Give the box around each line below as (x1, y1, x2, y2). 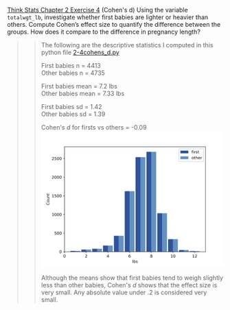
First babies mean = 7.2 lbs (41, 82, 118, 90)
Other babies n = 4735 (41, 69, 105, 77)
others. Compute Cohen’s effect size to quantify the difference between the (7, 21, 221, 28)
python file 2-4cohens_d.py (41, 48, 120, 56)
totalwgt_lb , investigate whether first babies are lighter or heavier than (7, 13, 209, 21)
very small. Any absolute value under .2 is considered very (41, 288, 207, 297)
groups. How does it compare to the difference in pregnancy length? (7, 27, 201, 36)
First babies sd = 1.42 (41, 103, 102, 110)
